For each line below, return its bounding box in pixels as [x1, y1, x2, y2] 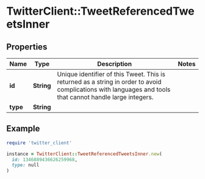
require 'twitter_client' [6, 139, 72, 146]
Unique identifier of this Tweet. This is [57, 70, 166, 78]
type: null [12, 162, 40, 169]
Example [6, 123, 40, 134]
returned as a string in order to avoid [57, 78, 162, 86]
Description [97, 60, 132, 68]
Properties [6, 42, 48, 52]
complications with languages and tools [57, 86, 171, 93]
